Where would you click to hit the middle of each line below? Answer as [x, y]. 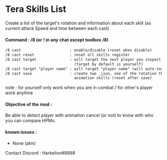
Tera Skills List [36, 9]
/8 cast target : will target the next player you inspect [83, 59]
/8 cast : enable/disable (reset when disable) [79, 50]
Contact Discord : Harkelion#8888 [40, 153]
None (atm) [24, 143]
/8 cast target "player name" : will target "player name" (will [74, 69]
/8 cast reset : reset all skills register [68, 55]
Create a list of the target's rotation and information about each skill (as [78, 23]
